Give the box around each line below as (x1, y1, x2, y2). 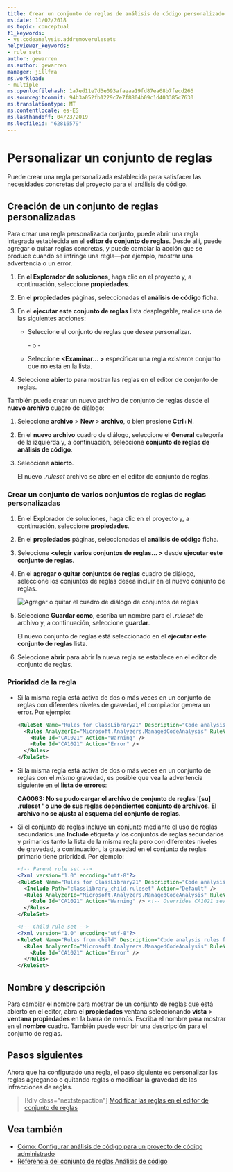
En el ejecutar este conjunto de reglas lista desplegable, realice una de (17, 307, 223, 315)
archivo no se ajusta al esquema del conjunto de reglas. (17, 809, 182, 818)
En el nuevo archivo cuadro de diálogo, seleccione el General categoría (17, 431, 223, 439)
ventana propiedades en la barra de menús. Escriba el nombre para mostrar (7, 1015, 226, 1023)
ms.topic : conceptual (7, 23, 70, 30)
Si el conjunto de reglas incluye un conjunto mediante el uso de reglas (17, 823, 218, 831)
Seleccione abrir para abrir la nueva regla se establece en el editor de (17, 652, 217, 661)
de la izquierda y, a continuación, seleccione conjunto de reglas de (17, 438, 210, 447)
